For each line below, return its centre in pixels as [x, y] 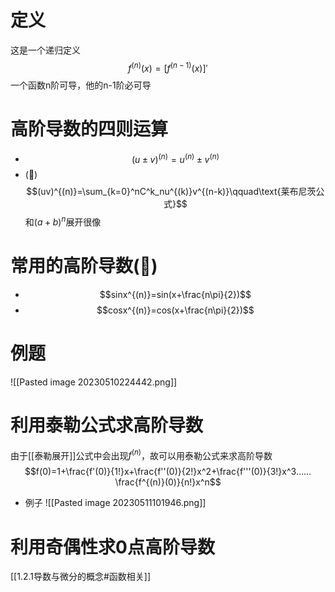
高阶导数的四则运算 [89, 128]
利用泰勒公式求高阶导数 [107, 425]
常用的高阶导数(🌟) [84, 266]
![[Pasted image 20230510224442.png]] [94, 382]
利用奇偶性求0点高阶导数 [112, 547]
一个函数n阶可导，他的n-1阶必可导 [81, 85]
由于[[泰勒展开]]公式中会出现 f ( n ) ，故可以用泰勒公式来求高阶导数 [141, 454]
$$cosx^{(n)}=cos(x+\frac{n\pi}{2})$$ [175, 310]
